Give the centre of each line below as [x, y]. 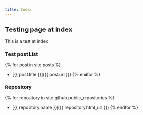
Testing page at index [39, 30]
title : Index [18, 10]
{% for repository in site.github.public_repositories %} [60, 98]
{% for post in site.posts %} [33, 65]
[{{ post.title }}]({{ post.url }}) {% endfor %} [56, 74]
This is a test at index [27, 41]
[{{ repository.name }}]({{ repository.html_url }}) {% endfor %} [75, 107]
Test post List [22, 54]
